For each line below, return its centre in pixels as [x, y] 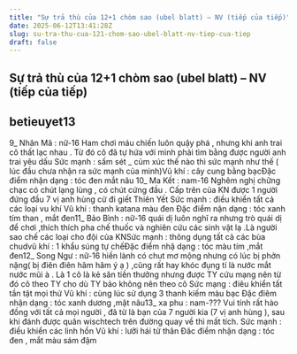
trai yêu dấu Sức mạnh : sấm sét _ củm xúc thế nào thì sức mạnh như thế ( [144, 162]
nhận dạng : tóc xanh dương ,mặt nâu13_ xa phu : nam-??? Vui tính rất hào [144, 303]
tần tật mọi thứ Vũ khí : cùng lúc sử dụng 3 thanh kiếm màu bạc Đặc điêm [143, 294]
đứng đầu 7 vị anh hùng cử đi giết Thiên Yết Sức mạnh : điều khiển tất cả [142, 199]
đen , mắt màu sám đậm [53, 341]
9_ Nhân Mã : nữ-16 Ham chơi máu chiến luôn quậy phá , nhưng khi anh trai [146, 143]
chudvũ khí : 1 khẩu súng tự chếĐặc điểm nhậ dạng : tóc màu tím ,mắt [136, 246]
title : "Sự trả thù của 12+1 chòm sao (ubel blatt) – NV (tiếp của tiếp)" [150, 17]
